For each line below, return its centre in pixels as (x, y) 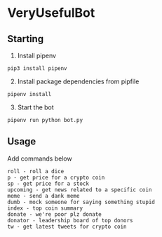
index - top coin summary (45, 208)
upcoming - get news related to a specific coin (80, 190)
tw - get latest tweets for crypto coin (67, 226)
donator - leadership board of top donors (70, 220)
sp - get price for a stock (48, 184)
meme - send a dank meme (43, 196)
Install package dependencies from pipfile (78, 81)
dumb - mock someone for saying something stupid (81, 202)
